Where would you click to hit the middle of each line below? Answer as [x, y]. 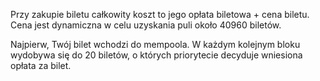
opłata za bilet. [41, 65]
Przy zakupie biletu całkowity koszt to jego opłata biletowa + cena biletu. [160, 14]
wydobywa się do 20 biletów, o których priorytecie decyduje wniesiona [156, 55]
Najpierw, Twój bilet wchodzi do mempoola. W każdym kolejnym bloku [155, 44]
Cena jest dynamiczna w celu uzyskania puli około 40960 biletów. [146, 25]
